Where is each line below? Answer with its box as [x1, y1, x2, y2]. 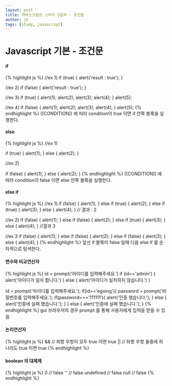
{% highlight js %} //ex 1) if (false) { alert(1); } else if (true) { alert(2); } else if [5, 200, 165, 207]
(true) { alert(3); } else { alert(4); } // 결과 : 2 [5, 207, 97, 213]
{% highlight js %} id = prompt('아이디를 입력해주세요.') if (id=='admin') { [5, 271, 156, 277]
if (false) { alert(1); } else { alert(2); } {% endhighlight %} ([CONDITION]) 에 [5, 170, 162, 177]
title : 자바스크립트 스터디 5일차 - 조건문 [5, 12, 84, 17]
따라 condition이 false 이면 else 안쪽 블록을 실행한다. [5, 177, 112, 183]
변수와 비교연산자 [5, 258, 40, 265]
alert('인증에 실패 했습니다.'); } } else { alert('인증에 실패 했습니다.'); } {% [5, 301, 152, 307]
